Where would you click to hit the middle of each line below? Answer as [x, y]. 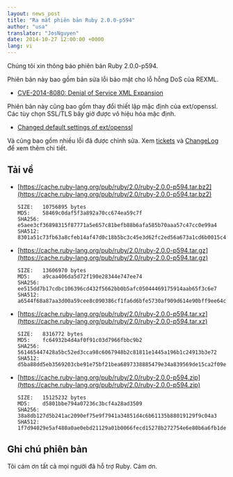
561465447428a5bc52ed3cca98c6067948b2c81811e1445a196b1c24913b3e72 [117, 352]
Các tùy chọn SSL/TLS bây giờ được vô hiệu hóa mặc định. [91, 114]
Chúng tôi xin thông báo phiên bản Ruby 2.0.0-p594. [83, 66]
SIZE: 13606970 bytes [52, 270]
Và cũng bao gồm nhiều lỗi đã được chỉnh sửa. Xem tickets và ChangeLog [113, 141]
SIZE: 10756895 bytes [52, 207]
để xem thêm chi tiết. [37, 148]
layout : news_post [34, 14]
